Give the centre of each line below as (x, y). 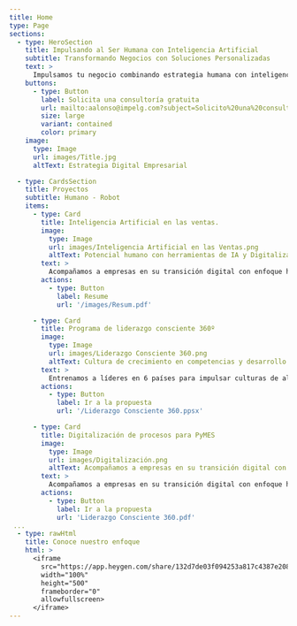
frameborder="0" (71, 592)
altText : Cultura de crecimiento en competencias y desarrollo (168, 362)
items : (37, 206)
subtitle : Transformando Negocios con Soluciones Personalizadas (148, 58)
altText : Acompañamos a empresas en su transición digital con (168, 468)
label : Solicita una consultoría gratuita (120, 99)
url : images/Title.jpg (74, 157)
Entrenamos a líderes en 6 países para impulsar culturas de (163, 378)
